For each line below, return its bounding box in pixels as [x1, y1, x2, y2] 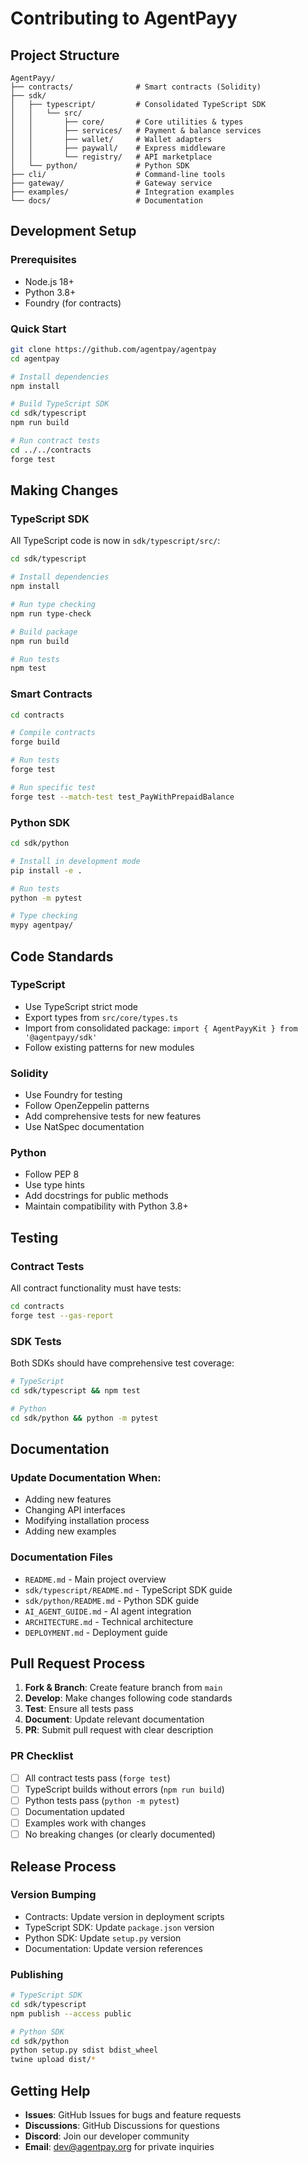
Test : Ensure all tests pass [24, 1703, 134, 1715]
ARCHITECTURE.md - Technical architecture [24, 1615, 194, 1627]
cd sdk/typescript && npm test [10, 1386, 141, 1396]
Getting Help [10, 2082, 91, 2099]
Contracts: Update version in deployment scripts [24, 1910, 225, 1922]
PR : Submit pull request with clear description [24, 1724, 214, 1736]
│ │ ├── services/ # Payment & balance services [10, 126, 262, 136]
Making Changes [10, 482, 119, 499]
